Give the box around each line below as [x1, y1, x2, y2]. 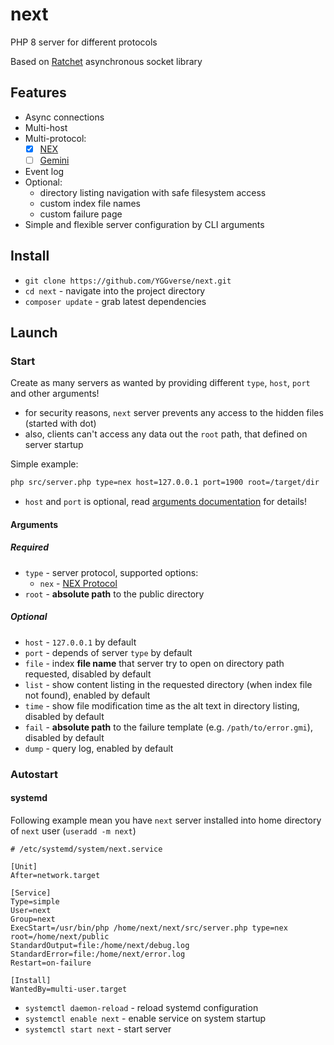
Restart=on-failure [10, 958, 92, 968]
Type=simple [10, 896, 60, 907]
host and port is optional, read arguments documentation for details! [24, 496, 307, 508]
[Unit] [10, 861, 38, 872]
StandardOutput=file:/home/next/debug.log [10, 940, 190, 950]
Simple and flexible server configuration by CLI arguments [24, 218, 265, 230]
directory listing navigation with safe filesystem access [39, 186, 267, 198]
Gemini [39, 154, 70, 166]
